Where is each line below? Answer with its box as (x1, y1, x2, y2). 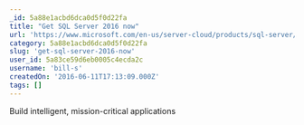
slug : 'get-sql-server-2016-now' (9, 47, 136, 56)
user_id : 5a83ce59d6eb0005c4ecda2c (9, 55, 144, 64)
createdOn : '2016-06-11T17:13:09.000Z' (9, 72, 160, 82)
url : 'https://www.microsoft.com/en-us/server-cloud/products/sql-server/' (9, 30, 301, 39)
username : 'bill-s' (9, 64, 83, 73)
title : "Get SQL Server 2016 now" (9, 22, 140, 31)
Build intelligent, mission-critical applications (9, 105, 176, 116)
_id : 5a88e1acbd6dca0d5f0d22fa (9, 13, 128, 23)
